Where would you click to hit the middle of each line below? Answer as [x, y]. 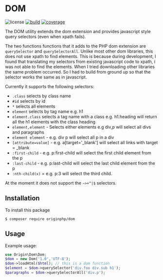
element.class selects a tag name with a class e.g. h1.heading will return [84, 116]
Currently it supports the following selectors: [50, 86]
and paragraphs [28, 132]
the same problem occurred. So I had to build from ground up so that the [78, 72]
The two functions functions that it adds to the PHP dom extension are [75, 46]
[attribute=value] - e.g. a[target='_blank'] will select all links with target [85, 142]
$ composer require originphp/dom [40, 219]
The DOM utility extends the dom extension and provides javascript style [78, 31]
